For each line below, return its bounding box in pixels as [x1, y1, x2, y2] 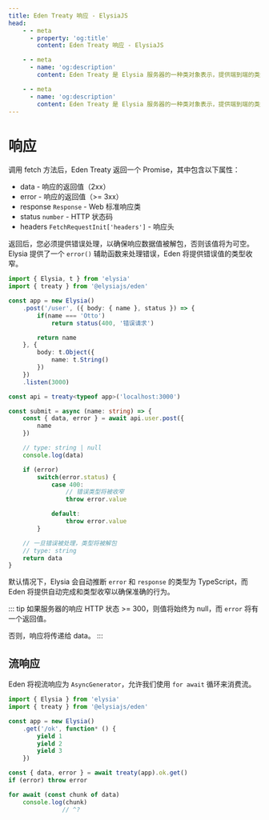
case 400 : [50, 481, 84, 489]
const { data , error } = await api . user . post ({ [22, 414, 184, 422]
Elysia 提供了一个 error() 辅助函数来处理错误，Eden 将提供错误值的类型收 [8, 249, 253, 258]
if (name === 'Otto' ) [37, 311, 106, 320]
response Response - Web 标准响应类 [19, 202, 142, 212]
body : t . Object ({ [37, 349, 94, 357]
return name [37, 334, 78, 342]
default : [50, 510, 81, 518]
